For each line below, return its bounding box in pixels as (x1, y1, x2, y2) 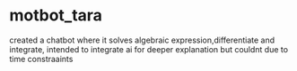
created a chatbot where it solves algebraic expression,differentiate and (9, 35, 275, 45)
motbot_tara (9, 5, 103, 26)
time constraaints (9, 53, 74, 64)
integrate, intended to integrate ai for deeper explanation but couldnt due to (9, 43, 289, 54)
